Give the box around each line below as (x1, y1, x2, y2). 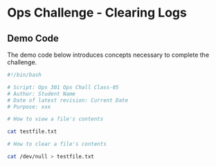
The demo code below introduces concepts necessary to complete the (7, 50, 210, 59)
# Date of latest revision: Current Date (7, 97, 129, 104)
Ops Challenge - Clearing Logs (7, 5, 187, 21)
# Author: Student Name (7, 90, 76, 98)
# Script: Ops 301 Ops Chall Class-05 (7, 84, 119, 91)
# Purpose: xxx (7, 103, 51, 110)
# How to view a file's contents (7, 116, 104, 122)
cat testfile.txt (7, 128, 57, 136)
